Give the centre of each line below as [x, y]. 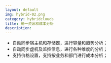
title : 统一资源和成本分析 [30, 24]
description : [18, 28]
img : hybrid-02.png [25, 14]
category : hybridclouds [30, 19]
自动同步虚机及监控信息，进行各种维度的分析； [60, 49]
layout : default [22, 10]
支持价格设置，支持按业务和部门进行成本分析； [60, 56]
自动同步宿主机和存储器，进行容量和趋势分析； [60, 43]
